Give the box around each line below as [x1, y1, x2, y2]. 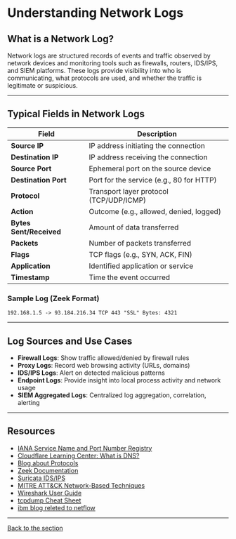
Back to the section [7, 524, 63, 532]
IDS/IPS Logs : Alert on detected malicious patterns [17, 368, 165, 377]
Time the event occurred [88, 272, 171, 282]
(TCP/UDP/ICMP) [88, 195, 146, 205]
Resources [7, 425, 55, 437]
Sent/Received [11, 227, 62, 237]
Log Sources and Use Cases [7, 335, 133, 347]
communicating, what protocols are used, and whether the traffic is [7, 74, 202, 82]
